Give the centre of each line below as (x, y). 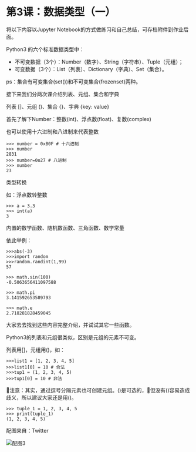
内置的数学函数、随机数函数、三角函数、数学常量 (65, 227)
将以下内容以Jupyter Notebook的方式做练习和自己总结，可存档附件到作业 (95, 29)
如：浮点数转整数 (27, 195)
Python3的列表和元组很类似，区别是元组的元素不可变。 (73, 337)
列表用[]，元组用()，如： (36, 350)
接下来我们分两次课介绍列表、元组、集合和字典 (62, 94)
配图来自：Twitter (27, 430)
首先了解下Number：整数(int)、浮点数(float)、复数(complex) (79, 119)
